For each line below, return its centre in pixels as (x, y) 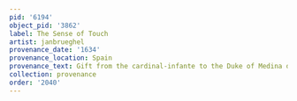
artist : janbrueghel (47, 42)
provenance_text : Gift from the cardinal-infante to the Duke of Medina (146, 67)
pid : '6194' (31, 17)
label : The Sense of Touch (59, 33)
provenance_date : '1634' (55, 50)
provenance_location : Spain (61, 58)
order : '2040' (35, 83)
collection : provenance (53, 75)
